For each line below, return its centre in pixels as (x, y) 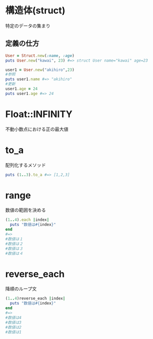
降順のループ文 (21, 289)
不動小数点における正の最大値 (37, 129)
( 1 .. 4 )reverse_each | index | (35, 298)
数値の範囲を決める (26, 210)
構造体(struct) (35, 11)
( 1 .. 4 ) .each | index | (27, 220)
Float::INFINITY (39, 114)
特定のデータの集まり (28, 26)
